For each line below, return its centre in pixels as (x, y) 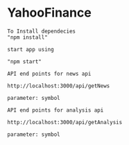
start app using (31, 49)
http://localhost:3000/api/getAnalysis (65, 122)
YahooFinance (49, 13)
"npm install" (28, 37)
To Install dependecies (42, 31)
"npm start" (24, 61)
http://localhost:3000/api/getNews (59, 86)
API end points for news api (49, 74)
